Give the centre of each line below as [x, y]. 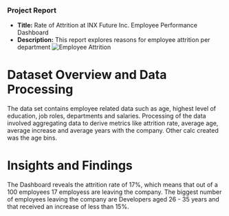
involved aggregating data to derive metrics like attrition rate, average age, [113, 123]
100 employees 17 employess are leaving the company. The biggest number [115, 192]
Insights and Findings [70, 165]
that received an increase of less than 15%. [68, 207]
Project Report [32, 10]
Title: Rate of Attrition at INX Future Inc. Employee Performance [107, 25]
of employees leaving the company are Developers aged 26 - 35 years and [113, 199]
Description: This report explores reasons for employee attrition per [113, 40]
